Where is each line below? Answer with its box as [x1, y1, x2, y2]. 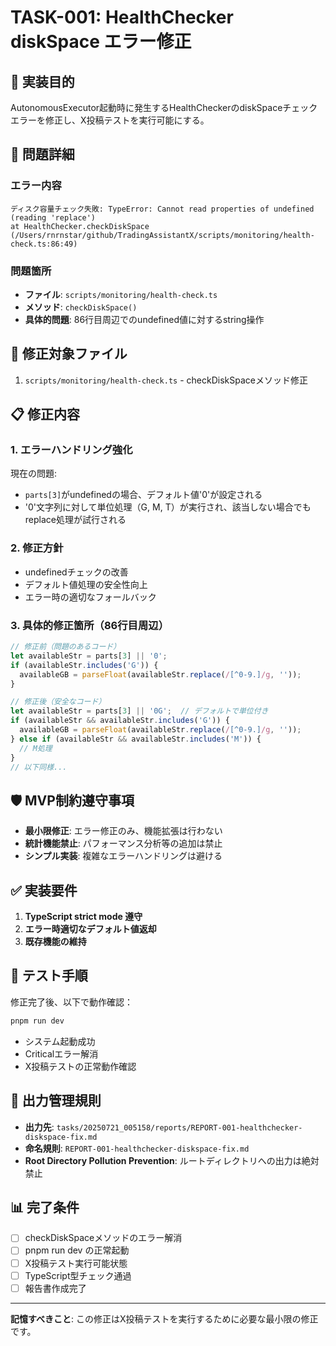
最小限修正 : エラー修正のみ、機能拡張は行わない [24, 825, 223, 837]
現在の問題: [10, 467, 58, 480]
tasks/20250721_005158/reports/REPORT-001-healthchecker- [56, 1122, 303, 1133]
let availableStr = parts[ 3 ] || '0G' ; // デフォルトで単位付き [10, 706, 269, 716]
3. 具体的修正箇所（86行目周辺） [10, 618, 169, 632]
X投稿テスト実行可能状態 [24, 1257, 128, 1269]
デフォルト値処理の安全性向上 [24, 578, 148, 590]
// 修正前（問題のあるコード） [10, 642, 122, 652]
